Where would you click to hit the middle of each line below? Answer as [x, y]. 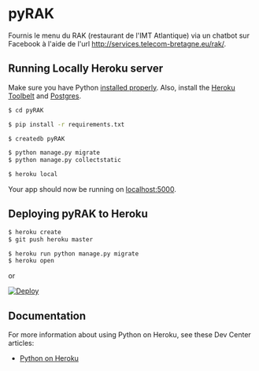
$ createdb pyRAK [37, 138]
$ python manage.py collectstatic [65, 160]
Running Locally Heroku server [86, 69]
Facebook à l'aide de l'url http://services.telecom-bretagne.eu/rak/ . [117, 43]
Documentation [47, 316]
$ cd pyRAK [26, 110]
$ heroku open [31, 261]
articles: [21, 343]
